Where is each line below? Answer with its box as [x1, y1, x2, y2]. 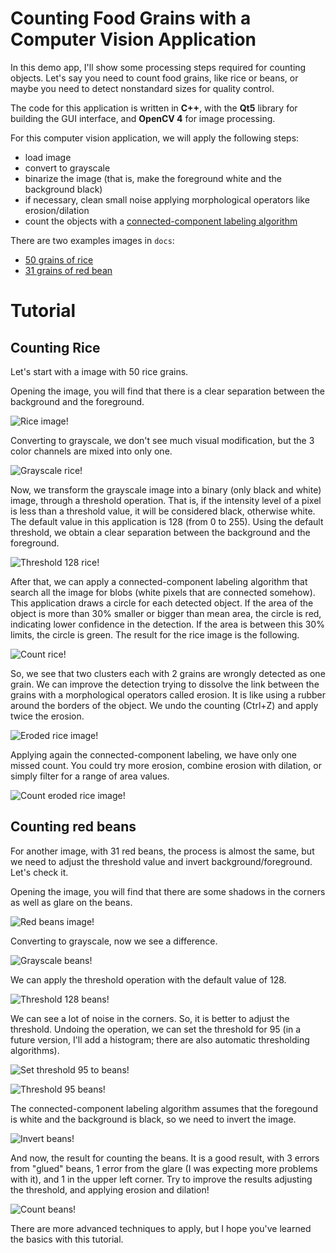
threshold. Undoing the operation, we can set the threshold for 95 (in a [10, 1023, 302, 1035]
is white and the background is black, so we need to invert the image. [10, 1113, 297, 1125]
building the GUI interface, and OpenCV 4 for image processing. [10, 112, 276, 124]
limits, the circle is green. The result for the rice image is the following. [10, 628, 300, 641]
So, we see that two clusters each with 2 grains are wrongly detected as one [10, 667, 326, 679]
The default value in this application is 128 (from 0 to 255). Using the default [10, 515, 324, 527]
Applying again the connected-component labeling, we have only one [10, 748, 298, 761]
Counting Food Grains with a [10, 7, 252, 30]
